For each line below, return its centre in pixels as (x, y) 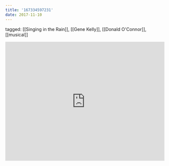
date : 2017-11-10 (24, 15)
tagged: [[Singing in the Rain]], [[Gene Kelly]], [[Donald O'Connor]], (76, 29)
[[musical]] (17, 35)
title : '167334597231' (29, 10)
